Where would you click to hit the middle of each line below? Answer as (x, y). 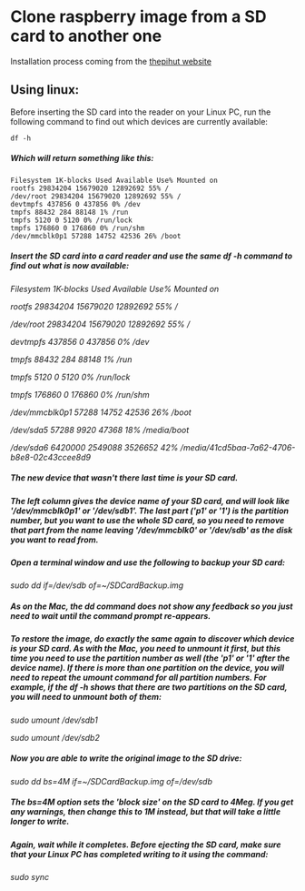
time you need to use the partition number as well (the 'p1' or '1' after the (150, 658)
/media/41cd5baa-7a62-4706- (238, 447)
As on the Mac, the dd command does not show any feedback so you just (152, 606)
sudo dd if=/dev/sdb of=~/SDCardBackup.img (97, 585)
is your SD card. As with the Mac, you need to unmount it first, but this (145, 649)
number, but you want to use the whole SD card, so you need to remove (148, 520)
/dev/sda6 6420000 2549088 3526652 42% (94, 447)
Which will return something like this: (82, 158)
